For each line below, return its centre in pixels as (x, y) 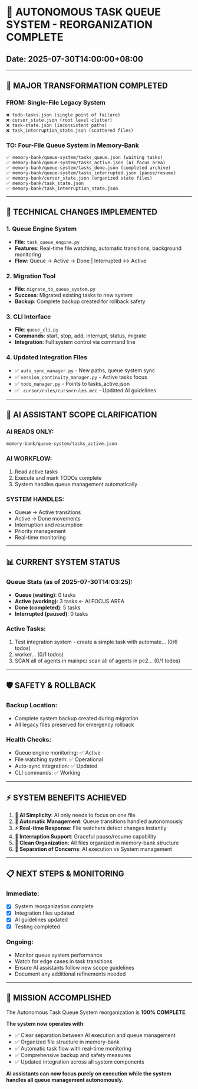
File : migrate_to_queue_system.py (55, 288)
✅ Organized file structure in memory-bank (67, 1042)
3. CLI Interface (29, 317)
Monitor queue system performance (58, 955)
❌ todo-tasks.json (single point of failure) (63, 115)
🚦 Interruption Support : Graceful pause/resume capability (85, 836)
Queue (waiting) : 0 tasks (45, 595)
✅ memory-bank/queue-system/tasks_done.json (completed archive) (88, 168)
